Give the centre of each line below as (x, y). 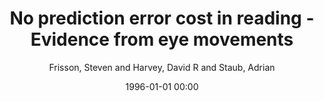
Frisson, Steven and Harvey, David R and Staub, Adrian (162, 67)
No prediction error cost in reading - (162, 18)
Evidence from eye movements (162, 39)
